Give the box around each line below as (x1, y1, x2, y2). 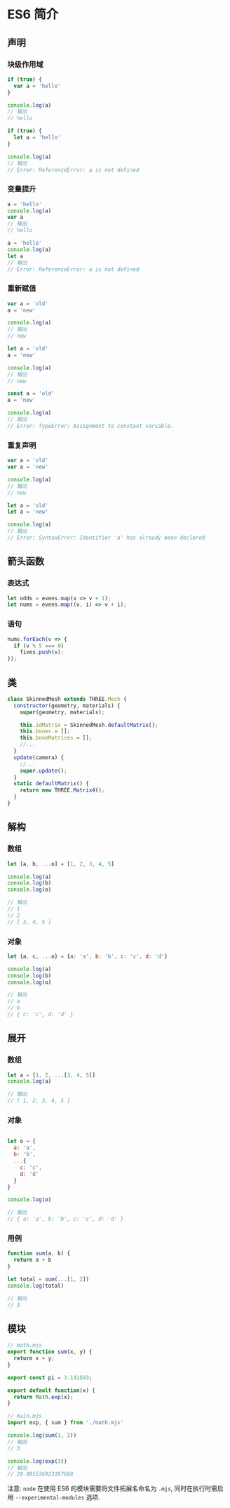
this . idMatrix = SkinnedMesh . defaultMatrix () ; (20, 721, 158, 728)
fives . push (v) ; (20, 649, 65, 656)
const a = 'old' (7, 390, 55, 398)
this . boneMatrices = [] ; (20, 735, 93, 742)
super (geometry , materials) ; (20, 709, 105, 716)
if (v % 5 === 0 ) (13, 642, 65, 650)
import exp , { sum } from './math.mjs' (7, 1419, 124, 1426)
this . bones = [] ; (20, 728, 71, 735)
